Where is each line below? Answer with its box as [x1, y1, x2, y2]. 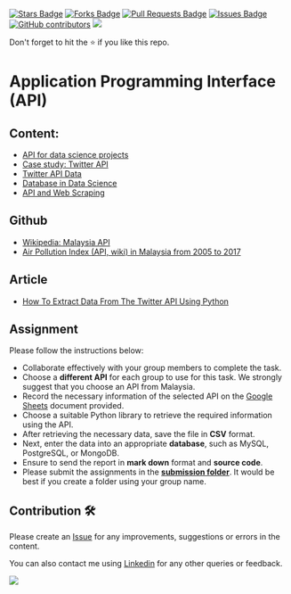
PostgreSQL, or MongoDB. [21, 448, 120, 458]
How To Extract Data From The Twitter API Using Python [21, 295, 230, 307]
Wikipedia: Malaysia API [21, 236, 110, 247]
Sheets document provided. [21, 400, 125, 411]
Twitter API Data [21, 169, 82, 178]
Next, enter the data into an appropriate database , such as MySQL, [21, 438, 270, 450]
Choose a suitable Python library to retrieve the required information [21, 410, 273, 421]
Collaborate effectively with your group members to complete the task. [21, 362, 282, 374]
